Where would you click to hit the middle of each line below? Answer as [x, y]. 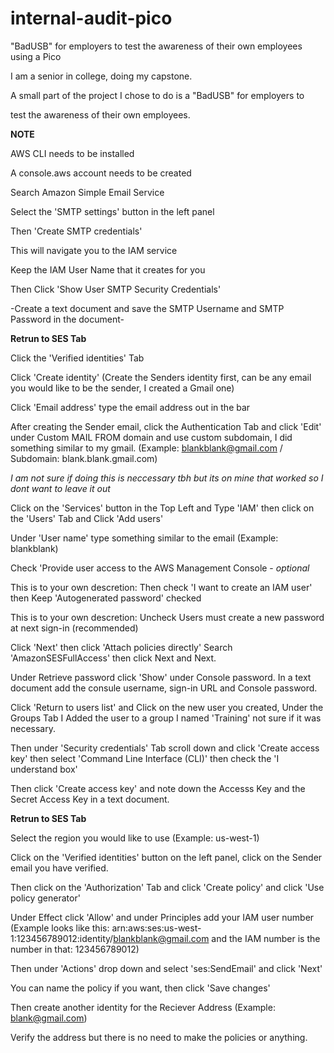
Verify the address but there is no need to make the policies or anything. [159, 1037]
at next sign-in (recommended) [74, 628]
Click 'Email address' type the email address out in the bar [130, 407]
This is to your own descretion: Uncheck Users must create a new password [167, 617]
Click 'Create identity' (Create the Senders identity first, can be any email [161, 377]
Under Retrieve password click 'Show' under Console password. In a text [161, 677]
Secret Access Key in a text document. [90, 799]
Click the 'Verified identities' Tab [77, 358]
